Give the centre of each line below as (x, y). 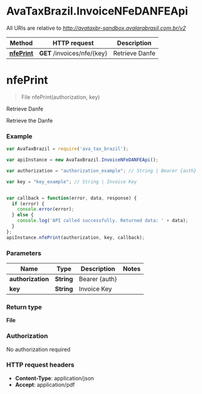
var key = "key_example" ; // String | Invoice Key (72, 182)
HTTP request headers (40, 365)
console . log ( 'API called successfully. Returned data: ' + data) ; (103, 221)
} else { (23, 215)
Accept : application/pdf (45, 384)
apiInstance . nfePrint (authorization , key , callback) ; (76, 237)
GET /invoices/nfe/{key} (73, 53)
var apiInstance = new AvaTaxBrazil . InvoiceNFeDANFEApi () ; (82, 160)
